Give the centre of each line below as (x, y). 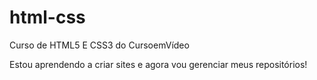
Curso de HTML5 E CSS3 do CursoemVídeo (99, 45)
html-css (47, 17)
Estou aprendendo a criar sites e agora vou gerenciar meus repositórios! (158, 64)
